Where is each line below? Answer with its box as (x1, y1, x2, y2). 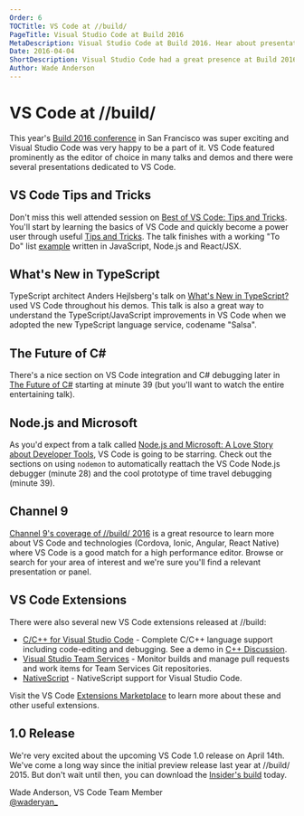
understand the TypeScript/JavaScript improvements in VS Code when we (9, 309, 287, 321)
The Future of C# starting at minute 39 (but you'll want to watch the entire (9, 379, 285, 390)
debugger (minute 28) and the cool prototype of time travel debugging (9, 468, 272, 479)
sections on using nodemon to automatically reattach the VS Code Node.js (9, 459, 280, 470)
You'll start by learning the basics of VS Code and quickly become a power (9, 221, 290, 232)
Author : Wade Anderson (9, 64, 95, 73)
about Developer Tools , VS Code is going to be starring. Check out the (9, 449, 272, 460)
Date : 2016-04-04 (9, 47, 75, 56)
